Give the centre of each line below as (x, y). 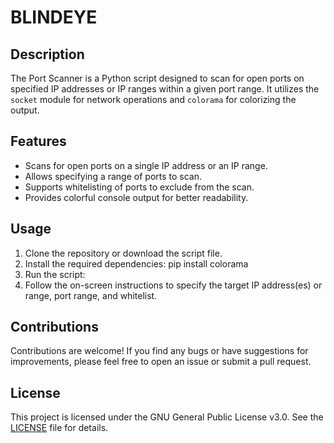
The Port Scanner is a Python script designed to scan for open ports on (157, 78)
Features (38, 141)
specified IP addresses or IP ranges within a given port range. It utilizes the (165, 89)
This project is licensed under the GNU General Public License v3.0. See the (167, 417)
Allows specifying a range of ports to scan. (113, 176)
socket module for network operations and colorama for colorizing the (153, 99)
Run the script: (55, 274)
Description (47, 54)
